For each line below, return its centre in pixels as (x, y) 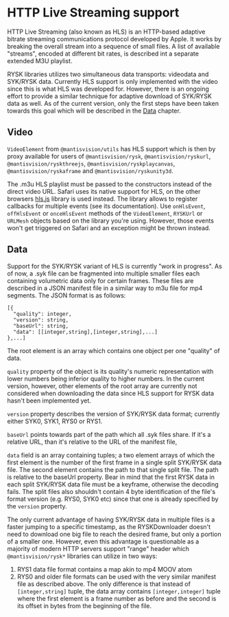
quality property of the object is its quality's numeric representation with (110, 371)
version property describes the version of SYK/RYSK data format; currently (113, 414)
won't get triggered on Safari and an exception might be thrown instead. (109, 227)
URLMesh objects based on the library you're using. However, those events (111, 221)
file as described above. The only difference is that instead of (104, 584)
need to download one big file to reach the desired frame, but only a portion (114, 534)
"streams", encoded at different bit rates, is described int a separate (103, 54)
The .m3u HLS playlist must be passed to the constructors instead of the (110, 184)
